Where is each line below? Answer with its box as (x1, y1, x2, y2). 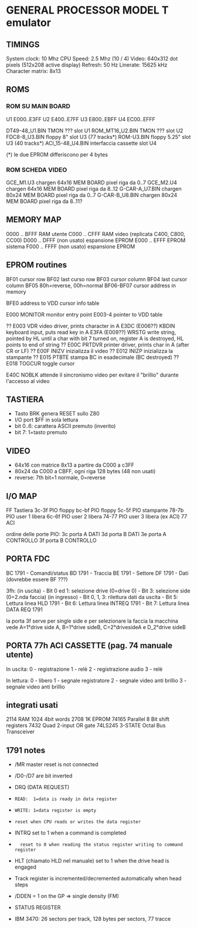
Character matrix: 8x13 (6, 68, 62, 74)
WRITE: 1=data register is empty (14, 807, 97, 814)
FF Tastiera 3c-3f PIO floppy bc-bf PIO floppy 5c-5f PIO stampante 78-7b (6, 507, 184, 514)
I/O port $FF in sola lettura (14, 416, 79, 424)
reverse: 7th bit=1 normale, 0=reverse (14, 474, 106, 481)
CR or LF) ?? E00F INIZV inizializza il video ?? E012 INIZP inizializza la (6, 347, 173, 354)
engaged (14, 863, 36, 871)
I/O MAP (6, 491, 38, 501)
